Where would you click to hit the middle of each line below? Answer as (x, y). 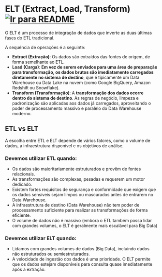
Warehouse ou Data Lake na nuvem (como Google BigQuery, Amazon (81, 82)
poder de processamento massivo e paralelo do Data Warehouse (77, 108)
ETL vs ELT (22, 129)
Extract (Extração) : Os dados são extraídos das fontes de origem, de (81, 56)
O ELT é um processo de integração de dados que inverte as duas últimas (79, 33)
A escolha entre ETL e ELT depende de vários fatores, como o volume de (78, 140)
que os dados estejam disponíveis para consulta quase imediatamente (82, 264)
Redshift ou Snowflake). (36, 87)
